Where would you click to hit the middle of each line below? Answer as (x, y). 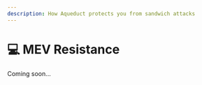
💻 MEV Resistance (64, 49)
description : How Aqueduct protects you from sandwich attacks (101, 14)
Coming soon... (29, 73)
